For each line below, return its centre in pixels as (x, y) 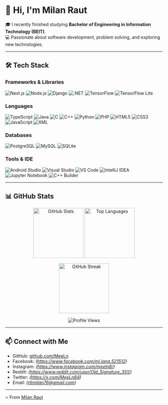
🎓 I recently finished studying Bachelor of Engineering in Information (78, 24)
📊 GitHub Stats (29, 196)
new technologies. (24, 44)
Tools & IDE (19, 159)
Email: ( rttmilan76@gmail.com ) (44, 382)
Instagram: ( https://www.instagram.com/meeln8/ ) (63, 366)
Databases (18, 135)
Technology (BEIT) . (25, 31)
